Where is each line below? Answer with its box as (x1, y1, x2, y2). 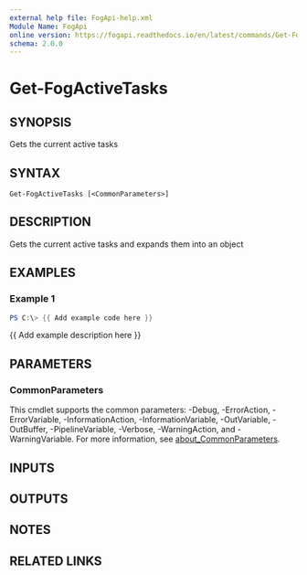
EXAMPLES (9, 265, 76, 281)
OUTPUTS (9, 491, 69, 506)
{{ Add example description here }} (9, 330, 142, 341)
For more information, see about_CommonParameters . (76, 433, 281, 444)
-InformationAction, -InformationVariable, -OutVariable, (63, 414, 271, 425)
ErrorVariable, (9, 414, 62, 425)
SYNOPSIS (9, 114, 72, 130)
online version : (9, 30, 71, 39)
